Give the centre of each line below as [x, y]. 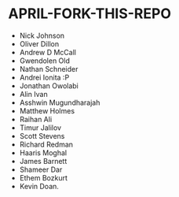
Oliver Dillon [39, 43]
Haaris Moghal [43, 152]
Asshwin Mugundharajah [60, 102]
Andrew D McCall [48, 52]
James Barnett [43, 161]
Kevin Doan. [39, 186]
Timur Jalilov [40, 128]
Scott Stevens [42, 136]
